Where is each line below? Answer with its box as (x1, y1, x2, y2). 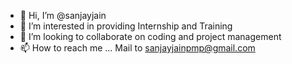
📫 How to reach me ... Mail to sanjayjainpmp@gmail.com (19, 42, 256, 54)
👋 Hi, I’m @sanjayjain (19, 10, 107, 21)
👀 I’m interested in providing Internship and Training (19, 20, 233, 32)
